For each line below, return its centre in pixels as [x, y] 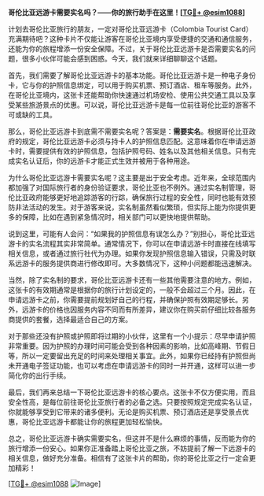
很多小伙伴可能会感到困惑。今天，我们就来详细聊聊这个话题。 [121, 59]
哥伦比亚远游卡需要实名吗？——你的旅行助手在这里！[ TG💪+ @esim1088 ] [127, 12]
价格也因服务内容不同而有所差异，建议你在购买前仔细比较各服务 [152, 309]
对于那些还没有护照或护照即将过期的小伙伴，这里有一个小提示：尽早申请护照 [132, 336]
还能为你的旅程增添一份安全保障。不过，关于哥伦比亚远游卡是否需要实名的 [128, 49]
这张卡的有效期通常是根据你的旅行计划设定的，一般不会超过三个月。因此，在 [132, 290]
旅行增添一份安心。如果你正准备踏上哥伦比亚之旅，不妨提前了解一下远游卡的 [132, 448]
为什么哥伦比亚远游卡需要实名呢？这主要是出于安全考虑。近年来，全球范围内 [132, 178]
